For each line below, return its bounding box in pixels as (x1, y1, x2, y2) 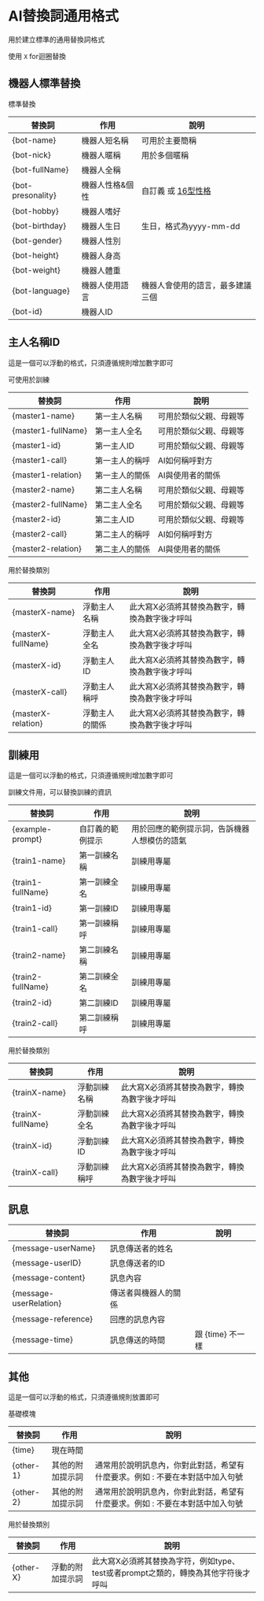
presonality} (12, 190, 57, 201)
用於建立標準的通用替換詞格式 (8, 35, 104, 44)
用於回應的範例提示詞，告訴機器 (131, 824, 250, 835)
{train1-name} (12, 855, 66, 866)
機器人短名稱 (81, 135, 129, 146)
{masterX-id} (12, 659, 61, 670)
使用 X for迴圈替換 (8, 51, 67, 61)
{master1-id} (12, 439, 61, 450)
